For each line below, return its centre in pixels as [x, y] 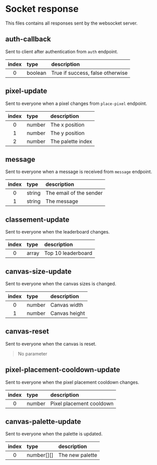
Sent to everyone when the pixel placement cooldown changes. [72, 382]
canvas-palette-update [43, 422]
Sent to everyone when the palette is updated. [54, 434]
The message [62, 201]
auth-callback [28, 39]
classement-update [37, 219]
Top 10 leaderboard [68, 253]
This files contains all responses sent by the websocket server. [72, 23]
